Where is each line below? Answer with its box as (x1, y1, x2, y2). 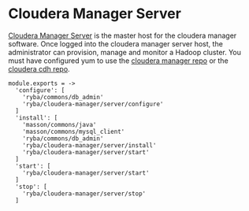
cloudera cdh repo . (8, 64, 70, 73)
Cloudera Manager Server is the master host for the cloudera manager (8, 31, 237, 40)
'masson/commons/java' (22, 120, 97, 128)
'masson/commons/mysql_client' (22, 128, 125, 135)
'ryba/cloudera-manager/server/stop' (22, 190, 147, 198)
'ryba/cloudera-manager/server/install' (22, 141, 157, 150)
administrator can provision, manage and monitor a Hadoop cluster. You (8, 47, 242, 57)
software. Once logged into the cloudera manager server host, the (8, 39, 223, 48)
